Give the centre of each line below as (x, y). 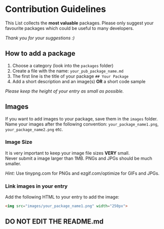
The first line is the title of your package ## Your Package (71, 76)
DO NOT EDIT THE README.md (54, 222)
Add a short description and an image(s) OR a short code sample (79, 81)
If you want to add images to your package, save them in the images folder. (82, 118)
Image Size (19, 142)
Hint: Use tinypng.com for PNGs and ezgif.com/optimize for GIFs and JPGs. (82, 173)
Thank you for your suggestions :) (40, 38)
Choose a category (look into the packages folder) (63, 65)
